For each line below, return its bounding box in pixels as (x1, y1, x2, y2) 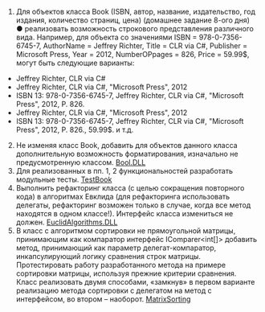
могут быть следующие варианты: (15, 58, 135, 68)
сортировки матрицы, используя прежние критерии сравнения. (15, 269, 237, 278)
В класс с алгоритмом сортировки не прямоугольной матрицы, (15, 226, 236, 236)
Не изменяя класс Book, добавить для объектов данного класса (15, 141, 238, 150)
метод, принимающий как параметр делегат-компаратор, (15, 243, 217, 252)
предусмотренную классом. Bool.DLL (15, 158, 146, 167)
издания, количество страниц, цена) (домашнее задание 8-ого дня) (15, 15, 251, 25)
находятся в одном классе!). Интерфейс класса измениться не (15, 209, 234, 218)
